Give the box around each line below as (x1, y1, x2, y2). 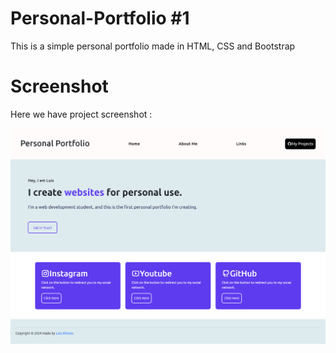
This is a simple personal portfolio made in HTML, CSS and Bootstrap (10, 40, 296, 52)
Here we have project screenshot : (10, 108, 153, 120)
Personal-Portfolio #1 (10, 7, 190, 30)
